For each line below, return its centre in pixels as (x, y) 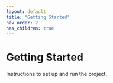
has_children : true (30, 28)
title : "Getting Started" (38, 17)
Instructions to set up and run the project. (57, 74)
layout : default (26, 12)
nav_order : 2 (22, 23)
